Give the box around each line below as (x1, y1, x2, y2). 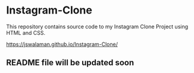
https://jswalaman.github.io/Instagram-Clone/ (6, 41, 118, 48)
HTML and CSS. (6, 29, 46, 36)
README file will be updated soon (6, 58, 134, 68)
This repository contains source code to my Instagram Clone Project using (6, 23, 189, 30)
